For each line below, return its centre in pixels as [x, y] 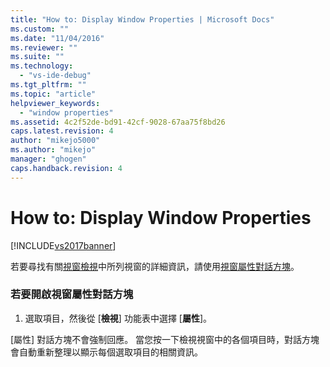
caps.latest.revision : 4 [62, 131]
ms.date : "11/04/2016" [57, 38]
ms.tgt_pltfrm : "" [48, 85]
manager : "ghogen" [48, 159]
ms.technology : [42, 66]
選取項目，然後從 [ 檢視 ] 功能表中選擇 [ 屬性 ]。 [118, 318]
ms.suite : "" [37, 57]
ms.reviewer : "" [44, 47]
